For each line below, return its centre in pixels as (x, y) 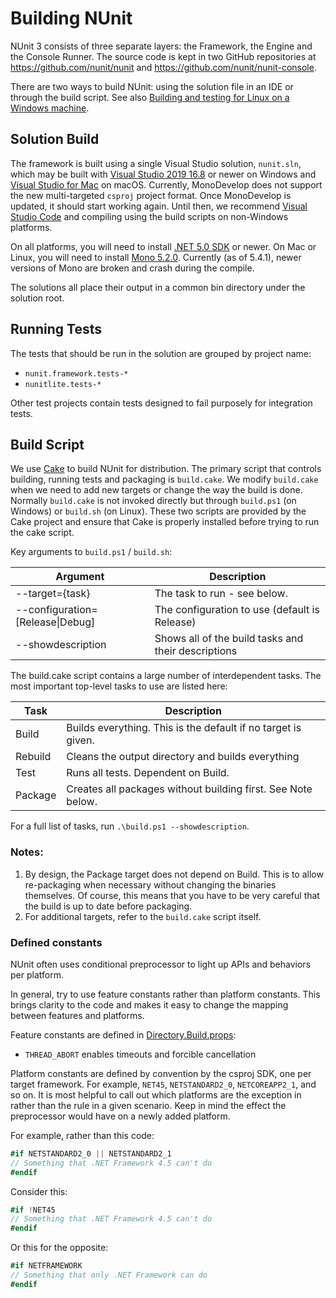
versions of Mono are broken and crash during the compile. (132, 268)
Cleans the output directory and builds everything (183, 757)
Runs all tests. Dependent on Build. (148, 773)
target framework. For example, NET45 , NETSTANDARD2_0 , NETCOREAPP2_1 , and (163, 1084)
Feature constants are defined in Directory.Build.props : (123, 1034)
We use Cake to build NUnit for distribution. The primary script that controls (166, 469)
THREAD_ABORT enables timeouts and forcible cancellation (140, 1054)
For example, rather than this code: (82, 1135)
